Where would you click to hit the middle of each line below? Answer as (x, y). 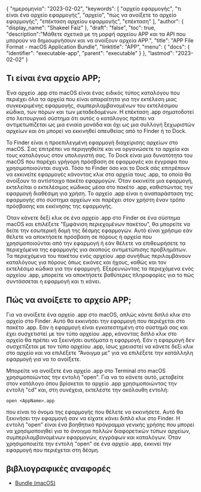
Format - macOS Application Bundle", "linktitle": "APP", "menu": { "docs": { (98, 47)
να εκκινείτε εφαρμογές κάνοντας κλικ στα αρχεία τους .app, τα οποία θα (99, 174)
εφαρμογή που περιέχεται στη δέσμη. (53, 450)
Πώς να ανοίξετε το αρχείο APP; (69, 300)
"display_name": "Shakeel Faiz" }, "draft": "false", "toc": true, (81, 28)
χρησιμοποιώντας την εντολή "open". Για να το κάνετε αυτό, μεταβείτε (95, 377)
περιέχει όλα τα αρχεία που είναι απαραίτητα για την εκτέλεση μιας (92, 99)
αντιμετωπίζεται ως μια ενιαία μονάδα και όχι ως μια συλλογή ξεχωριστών (100, 124)
